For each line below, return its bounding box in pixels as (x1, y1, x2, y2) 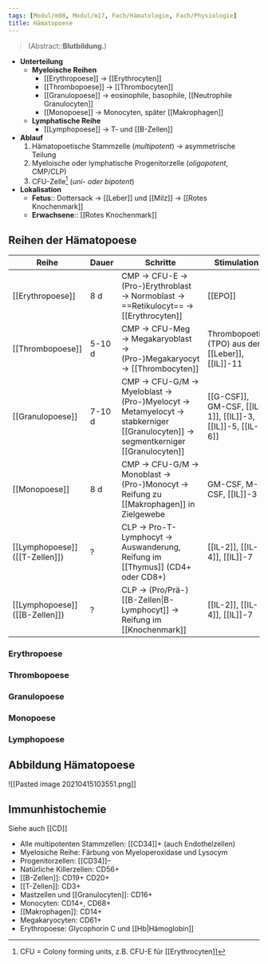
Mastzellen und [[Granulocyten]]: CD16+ (19, 890, 153, 899)
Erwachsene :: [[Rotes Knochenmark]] (31, 211, 157, 220)
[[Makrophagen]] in (120, 498, 195, 510)
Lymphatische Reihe (31, 116, 101, 125)
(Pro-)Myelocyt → (120, 395, 191, 407)
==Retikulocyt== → (120, 300, 194, 311)
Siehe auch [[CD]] (8, 824, 68, 833)
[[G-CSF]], (207, 391, 250, 402)
